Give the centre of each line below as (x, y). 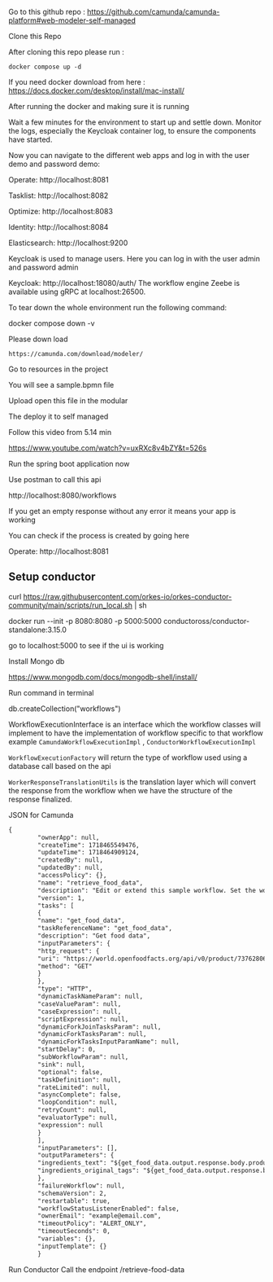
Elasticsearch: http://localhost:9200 (68, 243)
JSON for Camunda (41, 814)
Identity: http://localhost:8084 (58, 227)
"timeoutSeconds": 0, (74, 1232)
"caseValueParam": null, (80, 1004)
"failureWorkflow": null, (82, 1185)
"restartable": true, (74, 1201)
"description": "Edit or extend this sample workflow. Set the (147, 890)
